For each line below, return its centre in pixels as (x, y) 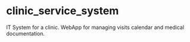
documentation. (26, 33)
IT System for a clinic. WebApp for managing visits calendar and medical (95, 27)
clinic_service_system (63, 11)
